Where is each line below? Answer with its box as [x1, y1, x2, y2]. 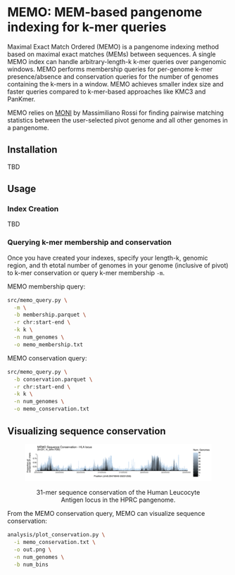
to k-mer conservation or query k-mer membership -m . [7, 268, 165, 277]
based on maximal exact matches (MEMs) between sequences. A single [7, 50, 216, 58]
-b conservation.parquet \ [13, 376, 93, 383]
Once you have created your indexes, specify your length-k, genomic [7, 253, 209, 262]
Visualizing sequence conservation [7, 425, 167, 437]
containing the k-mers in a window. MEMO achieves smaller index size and [7, 80, 224, 88]
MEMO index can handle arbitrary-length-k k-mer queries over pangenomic [7, 57, 227, 65]
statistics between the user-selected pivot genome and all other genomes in [7, 115, 228, 124]
